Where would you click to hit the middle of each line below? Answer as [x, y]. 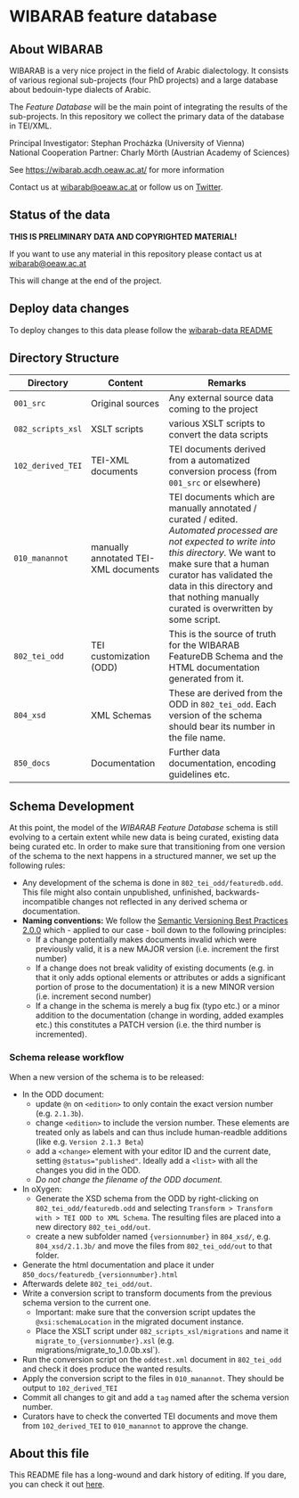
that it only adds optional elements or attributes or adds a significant [161, 978]
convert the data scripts [218, 435]
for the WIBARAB [204, 645]
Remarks [227, 383]
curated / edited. [203, 520]
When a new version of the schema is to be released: [107, 1076]
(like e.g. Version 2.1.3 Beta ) [89, 1142]
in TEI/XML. [31, 126]
